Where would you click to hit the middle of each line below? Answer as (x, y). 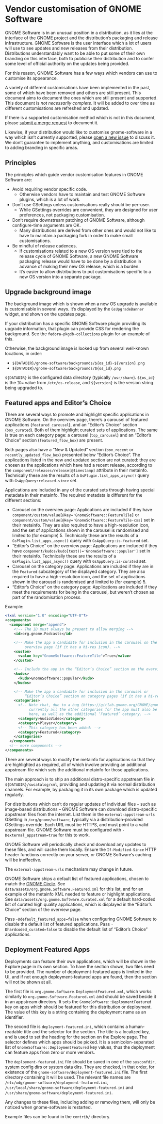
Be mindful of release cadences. (44, 245)
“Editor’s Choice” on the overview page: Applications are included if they (85, 546)
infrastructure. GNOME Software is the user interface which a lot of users (78, 43)
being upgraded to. (24, 388)
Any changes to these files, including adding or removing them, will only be (80, 1102)
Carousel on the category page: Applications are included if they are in (83, 567)
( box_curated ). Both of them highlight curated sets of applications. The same (81, 430)
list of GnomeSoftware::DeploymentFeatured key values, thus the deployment (80, 1047)
